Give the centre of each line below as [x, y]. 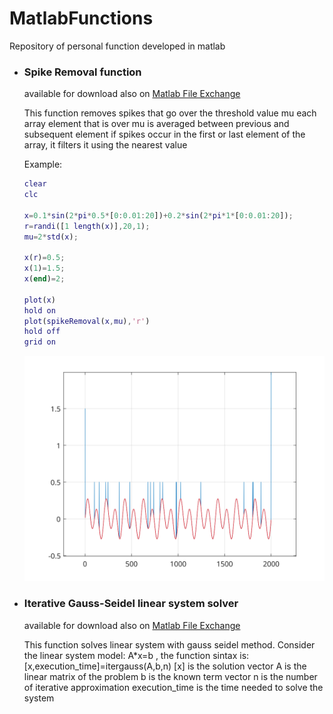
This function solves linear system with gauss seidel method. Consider [169, 644]
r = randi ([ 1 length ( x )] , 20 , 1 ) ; [87, 226]
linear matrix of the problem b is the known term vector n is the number [170, 676]
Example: [43, 164]
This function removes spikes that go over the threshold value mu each [170, 113]
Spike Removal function [82, 72]
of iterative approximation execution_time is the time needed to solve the [173, 687]
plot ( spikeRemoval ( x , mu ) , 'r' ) [87, 321]
